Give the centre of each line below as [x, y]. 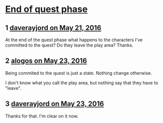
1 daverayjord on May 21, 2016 [53, 28]
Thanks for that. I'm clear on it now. [42, 116]
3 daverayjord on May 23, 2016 [55, 104]
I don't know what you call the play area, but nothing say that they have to [82, 83]
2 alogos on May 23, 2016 [46, 61]
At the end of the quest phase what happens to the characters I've [74, 40]
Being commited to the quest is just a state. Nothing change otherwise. [79, 73]
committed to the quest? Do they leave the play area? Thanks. [69, 45]
